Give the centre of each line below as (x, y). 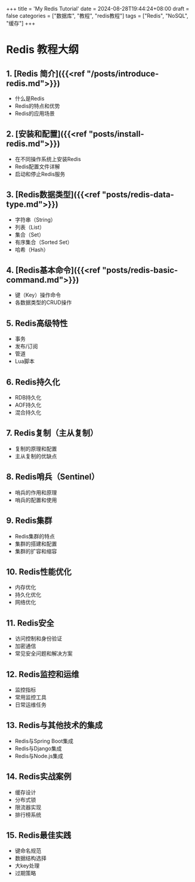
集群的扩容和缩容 (36, 551)
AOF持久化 (28, 405)
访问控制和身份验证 (38, 639)
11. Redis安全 (30, 623)
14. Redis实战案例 (39, 777)
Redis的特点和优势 (38, 106)
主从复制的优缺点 (36, 456)
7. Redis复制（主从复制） (52, 433)
